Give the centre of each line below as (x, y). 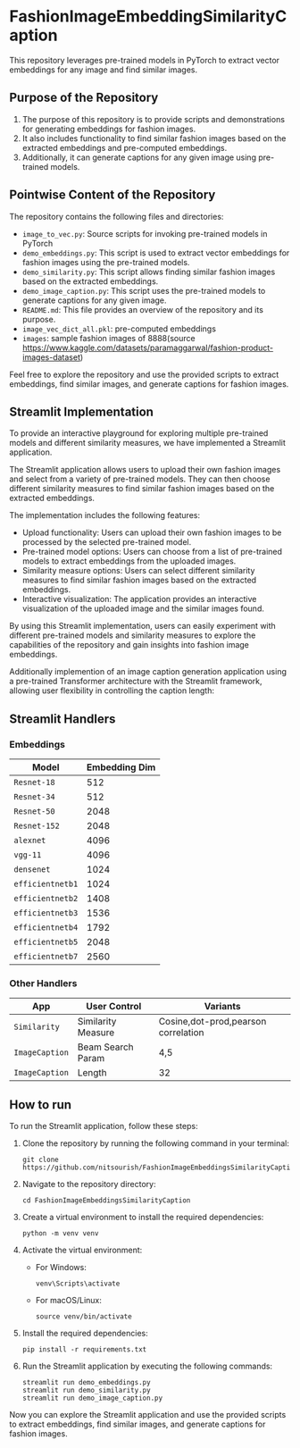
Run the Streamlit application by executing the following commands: (147, 1366)
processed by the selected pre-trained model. (107, 542)
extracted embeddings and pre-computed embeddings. (125, 147)
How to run (41, 1105)
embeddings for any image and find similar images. (104, 70)
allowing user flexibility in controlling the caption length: (112, 691)
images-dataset (51, 357)
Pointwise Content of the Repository (112, 195)
